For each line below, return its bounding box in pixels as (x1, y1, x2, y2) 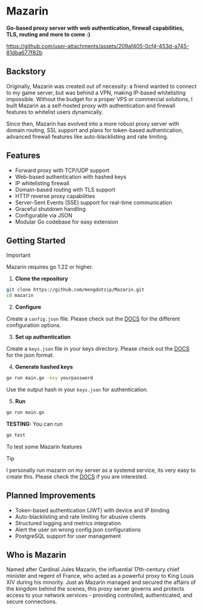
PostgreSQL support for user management (14, 532, 121, 540)
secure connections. (6, 598, 57, 605)
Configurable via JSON (14, 211, 72, 219)
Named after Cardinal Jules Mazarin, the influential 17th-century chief (6, 566, 180, 573)
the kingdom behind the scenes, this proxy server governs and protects (6, 585, 184, 592)
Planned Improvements (6, 491, 95, 501)
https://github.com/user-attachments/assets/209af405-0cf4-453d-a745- (6, 42, 189, 50)
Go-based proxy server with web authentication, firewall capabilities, (6, 24, 184, 31)
